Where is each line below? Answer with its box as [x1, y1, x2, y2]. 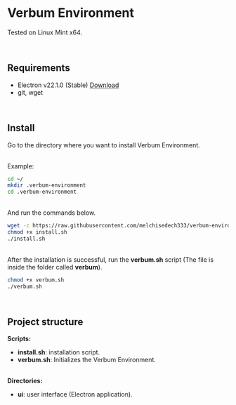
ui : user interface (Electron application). [17, 390, 133, 399]
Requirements [7, 62, 70, 74]
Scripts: [7, 335, 32, 343]
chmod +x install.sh [7, 229, 68, 236]
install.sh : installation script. [17, 348, 100, 357]
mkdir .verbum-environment [7, 182, 86, 189]
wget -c [7, 223, 30, 230]
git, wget [17, 88, 44, 96]
